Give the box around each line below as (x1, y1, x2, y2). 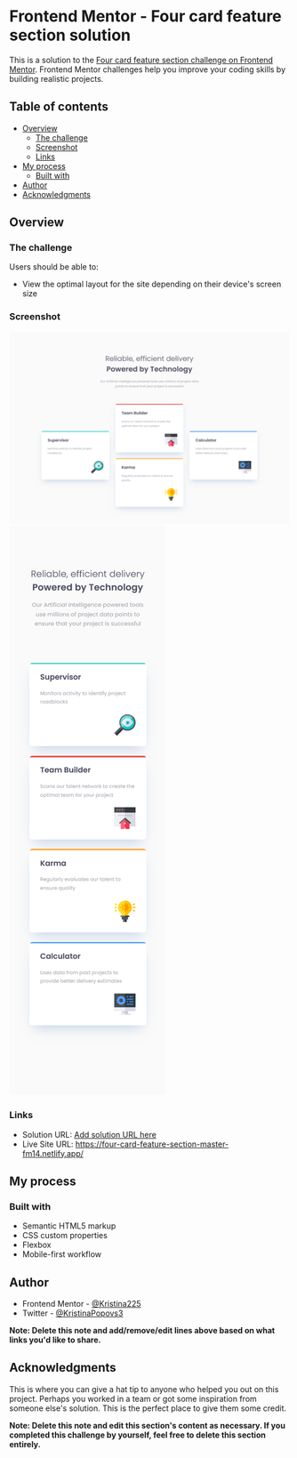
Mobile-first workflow (21, 1249, 102, 1260)
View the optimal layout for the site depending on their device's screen (21, 278, 282, 290)
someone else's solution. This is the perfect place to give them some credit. (9, 1403, 287, 1414)
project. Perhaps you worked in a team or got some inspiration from (9, 1393, 258, 1404)
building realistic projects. (9, 73, 104, 84)
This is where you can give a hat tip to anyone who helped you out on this (9, 1383, 279, 1394)
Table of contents (9, 100, 108, 115)
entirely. (9, 1438, 42, 1449)
